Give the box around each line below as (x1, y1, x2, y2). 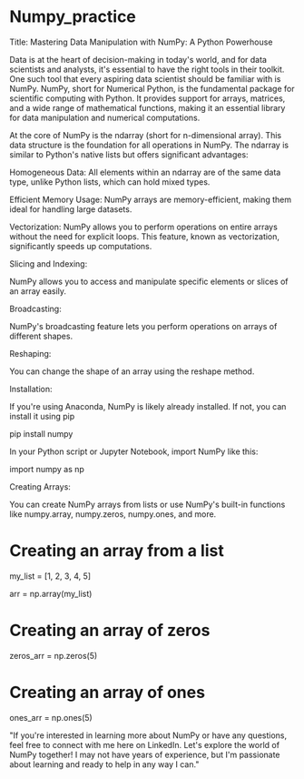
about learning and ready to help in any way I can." (9, 758, 200, 770)
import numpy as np (9, 463, 84, 474)
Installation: (9, 383, 53, 394)
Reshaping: (9, 348, 52, 359)
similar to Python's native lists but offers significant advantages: (9, 148, 249, 160)
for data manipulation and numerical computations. (9, 112, 201, 123)
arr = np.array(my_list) (9, 588, 93, 599)
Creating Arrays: (9, 481, 71, 492)
